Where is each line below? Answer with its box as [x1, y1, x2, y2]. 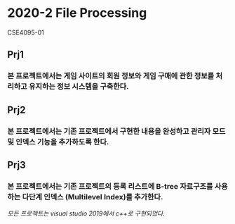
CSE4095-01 [7, 28, 44, 37]
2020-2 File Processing [7, 5, 147, 21]
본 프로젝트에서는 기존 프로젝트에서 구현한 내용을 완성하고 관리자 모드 [7, 126, 226, 136]
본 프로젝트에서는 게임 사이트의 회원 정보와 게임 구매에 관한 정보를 [7, 71, 215, 81]
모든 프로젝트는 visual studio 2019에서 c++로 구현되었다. [7, 209, 165, 218]
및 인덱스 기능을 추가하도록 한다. [7, 137, 109, 147]
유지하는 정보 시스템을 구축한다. [29, 82, 129, 92]
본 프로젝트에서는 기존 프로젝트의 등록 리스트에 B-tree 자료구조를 [7, 181, 213, 191]
